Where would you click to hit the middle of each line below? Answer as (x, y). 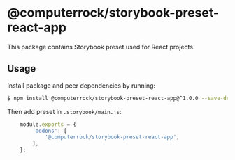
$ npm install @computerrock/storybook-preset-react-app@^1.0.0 (103, 98)
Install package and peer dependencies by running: (81, 86)
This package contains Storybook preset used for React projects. (101, 47)
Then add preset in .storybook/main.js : (64, 111)
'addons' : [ (50, 131)
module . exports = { (48, 124)
